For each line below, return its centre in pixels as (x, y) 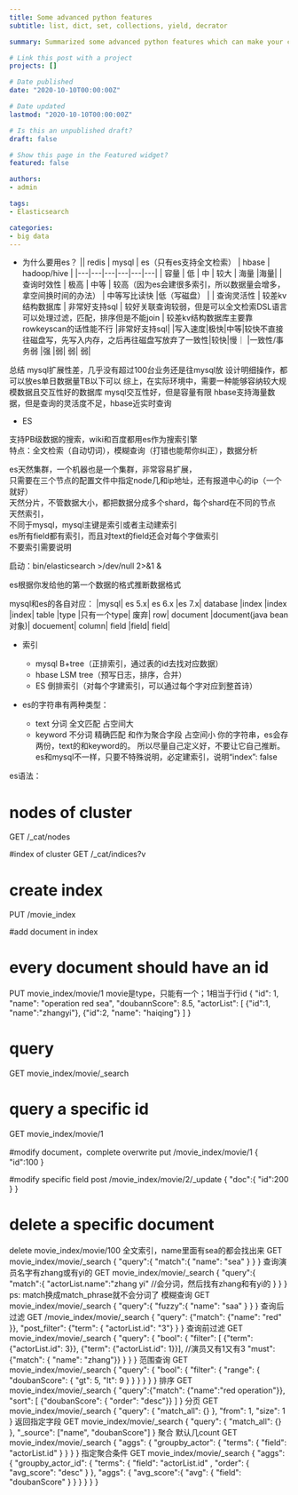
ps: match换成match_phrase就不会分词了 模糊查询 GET (110, 1295)
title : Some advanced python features (81, 17)
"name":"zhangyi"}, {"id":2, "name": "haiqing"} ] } (100, 1013)
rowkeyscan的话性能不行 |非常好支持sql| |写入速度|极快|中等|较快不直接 (153, 329)
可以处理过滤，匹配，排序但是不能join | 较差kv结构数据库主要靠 (137, 318)
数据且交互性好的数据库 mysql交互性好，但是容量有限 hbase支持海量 (142, 393)
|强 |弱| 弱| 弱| (65, 351)
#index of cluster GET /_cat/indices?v (78, 855)
